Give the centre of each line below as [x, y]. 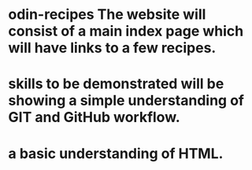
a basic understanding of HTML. [116, 153]
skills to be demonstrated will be [116, 84]
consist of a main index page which [126, 31]
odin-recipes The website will [107, 15]
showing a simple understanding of [126, 101]
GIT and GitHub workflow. [94, 118]
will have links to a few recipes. [112, 48]
